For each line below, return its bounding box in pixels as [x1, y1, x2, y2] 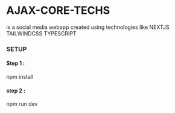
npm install [6, 73, 34, 81]
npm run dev [6, 100, 38, 108]
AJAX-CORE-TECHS [6, 4, 110, 17]
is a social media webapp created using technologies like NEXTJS [6, 23, 170, 31]
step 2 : [6, 87, 26, 94]
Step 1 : [6, 60, 25, 67]
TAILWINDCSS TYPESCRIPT [6, 29, 77, 37]
